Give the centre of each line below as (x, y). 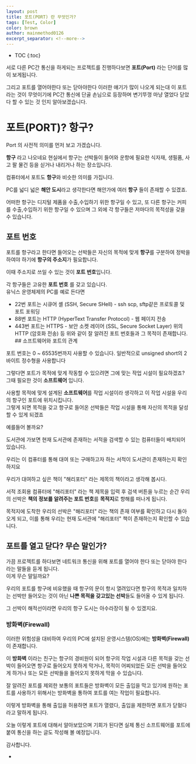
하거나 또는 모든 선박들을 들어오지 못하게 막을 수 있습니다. (78, 673)
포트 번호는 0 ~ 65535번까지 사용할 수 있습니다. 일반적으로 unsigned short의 (94, 353)
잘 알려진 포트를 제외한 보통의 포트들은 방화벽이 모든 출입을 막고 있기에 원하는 (94, 685)
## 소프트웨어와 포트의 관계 (46, 341)
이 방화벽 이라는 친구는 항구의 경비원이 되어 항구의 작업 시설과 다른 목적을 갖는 (95, 658)
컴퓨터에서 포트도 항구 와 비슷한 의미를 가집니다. (60, 177)
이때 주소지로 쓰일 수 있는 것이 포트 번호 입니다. (59, 272)
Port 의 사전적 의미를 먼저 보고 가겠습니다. (54, 145)
